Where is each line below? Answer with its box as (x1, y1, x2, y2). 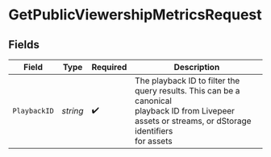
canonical (134, 95, 172, 106)
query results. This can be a (134, 85, 240, 96)
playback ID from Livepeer (134, 105, 236, 116)
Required (91, 62, 127, 72)
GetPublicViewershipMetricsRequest (8, 6, 262, 24)
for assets (134, 135, 173, 147)
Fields (8, 38, 40, 52)
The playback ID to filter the (134, 75, 240, 86)
